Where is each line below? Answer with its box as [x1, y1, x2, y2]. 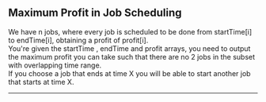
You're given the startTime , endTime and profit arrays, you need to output [8, 43, 251, 53]
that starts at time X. [8, 77, 74, 86]
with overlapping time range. [8, 60, 102, 70]
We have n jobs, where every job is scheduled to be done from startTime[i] [8, 27, 253, 36]
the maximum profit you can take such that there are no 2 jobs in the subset [8, 52, 256, 61]
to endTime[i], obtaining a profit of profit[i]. [8, 35, 149, 45]
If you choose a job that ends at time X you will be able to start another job [8, 68, 251, 78]
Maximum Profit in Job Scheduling [8, 6, 182, 20]
